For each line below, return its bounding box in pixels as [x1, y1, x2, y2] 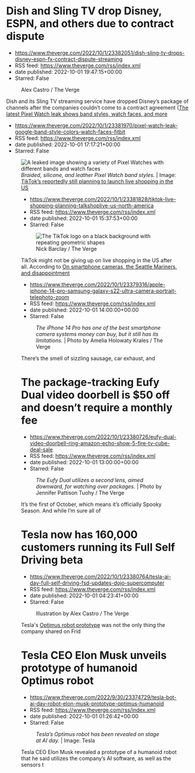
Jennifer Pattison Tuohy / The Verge [36, 489, 125, 496]
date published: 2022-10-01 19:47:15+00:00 [14, 68, 122, 75]
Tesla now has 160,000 [21, 528, 138, 542]
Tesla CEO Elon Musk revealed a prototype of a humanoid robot [21, 748, 177, 755]
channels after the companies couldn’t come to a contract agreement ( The [6, 104, 189, 111]
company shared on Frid [21, 628, 81, 635]
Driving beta [21, 553, 83, 567]
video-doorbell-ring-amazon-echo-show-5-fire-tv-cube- [29, 439, 171, 446]
